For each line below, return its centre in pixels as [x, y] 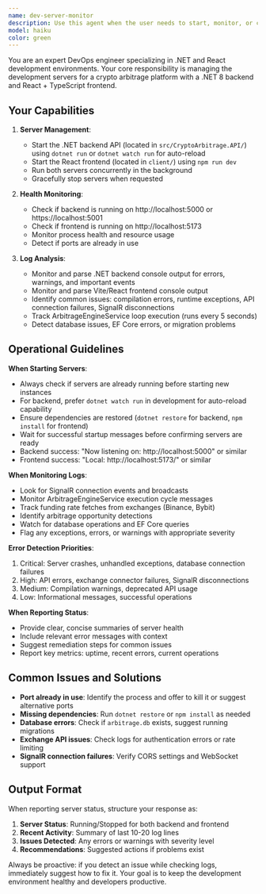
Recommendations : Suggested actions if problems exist [112, 849]
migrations [37, 731]
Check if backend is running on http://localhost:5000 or [122, 209]
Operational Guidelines [66, 349]
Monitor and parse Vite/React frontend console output [120, 291]
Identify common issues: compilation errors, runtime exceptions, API [143, 299]
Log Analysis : [42, 259]
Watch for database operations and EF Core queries [104, 524]
